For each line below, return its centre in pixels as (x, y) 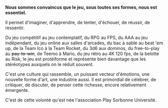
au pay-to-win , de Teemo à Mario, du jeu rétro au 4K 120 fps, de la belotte (82, 53)
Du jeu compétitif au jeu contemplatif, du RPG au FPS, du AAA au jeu (76, 38)
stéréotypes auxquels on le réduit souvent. (50, 64)
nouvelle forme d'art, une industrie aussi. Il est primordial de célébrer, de (81, 79)
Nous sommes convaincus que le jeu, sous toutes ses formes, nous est (81, 7)
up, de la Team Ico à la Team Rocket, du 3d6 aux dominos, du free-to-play (82, 48)
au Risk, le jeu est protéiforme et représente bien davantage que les (76, 59)
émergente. (17, 90)
